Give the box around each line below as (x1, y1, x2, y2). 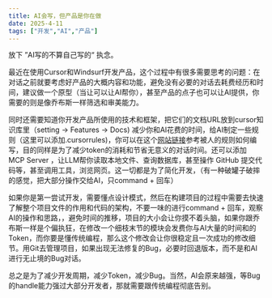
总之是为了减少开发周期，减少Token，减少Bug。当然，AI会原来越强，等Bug (8, 270, 261, 280)
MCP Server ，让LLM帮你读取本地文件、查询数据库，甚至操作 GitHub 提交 (8, 155, 256, 165)
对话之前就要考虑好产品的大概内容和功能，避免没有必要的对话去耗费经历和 (8, 78, 257, 87)
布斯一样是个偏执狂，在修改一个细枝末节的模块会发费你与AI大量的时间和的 (8, 223, 257, 233)
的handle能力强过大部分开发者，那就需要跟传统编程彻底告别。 (8, 281, 216, 291)
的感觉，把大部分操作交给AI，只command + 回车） (8, 176, 178, 185)
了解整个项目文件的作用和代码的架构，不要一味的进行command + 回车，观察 (8, 203, 263, 213)
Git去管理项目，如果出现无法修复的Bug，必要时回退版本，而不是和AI (29, 244, 257, 253)
